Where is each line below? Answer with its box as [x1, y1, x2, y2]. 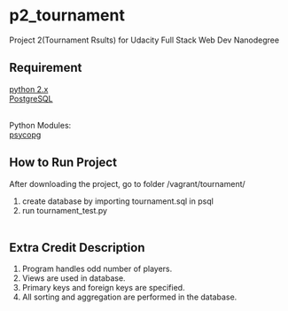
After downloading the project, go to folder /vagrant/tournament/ [9, 178, 245, 189]
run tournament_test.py [21, 205, 108, 215]
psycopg [9, 129, 42, 140]
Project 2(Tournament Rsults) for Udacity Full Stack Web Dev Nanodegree [9, 35, 280, 45]
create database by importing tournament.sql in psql [21, 196, 214, 206]
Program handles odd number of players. [21, 263, 173, 275]
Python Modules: [9, 120, 72, 130]
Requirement [9, 60, 82, 75]
